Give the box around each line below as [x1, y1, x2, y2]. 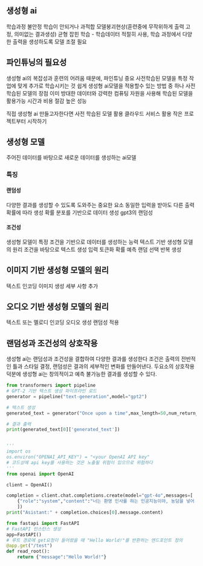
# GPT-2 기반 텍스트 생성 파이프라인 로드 [6, 388, 97, 394]
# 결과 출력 [6, 421, 31, 427]
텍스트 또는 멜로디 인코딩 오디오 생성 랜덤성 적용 [6, 319, 120, 326]
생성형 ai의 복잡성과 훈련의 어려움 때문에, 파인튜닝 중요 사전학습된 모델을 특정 [6, 74, 188, 81]
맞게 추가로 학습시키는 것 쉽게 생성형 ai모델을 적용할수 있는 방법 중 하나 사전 [17, 82, 196, 89]
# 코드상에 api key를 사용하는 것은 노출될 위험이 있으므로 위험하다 [6, 459, 153, 466]
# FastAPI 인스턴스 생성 [6, 526, 62, 532]
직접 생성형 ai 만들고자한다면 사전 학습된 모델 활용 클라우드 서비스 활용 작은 [6, 110, 183, 117]
